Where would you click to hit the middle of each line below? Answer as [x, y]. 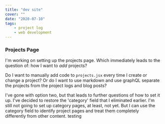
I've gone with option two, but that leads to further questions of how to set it [83, 95]
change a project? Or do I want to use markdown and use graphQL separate [82, 80]
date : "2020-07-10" [25, 19]
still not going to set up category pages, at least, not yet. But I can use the [80, 106]
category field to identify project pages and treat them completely [72, 111]
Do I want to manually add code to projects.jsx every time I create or [76, 75]
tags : [11, 23]
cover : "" [15, 14]
